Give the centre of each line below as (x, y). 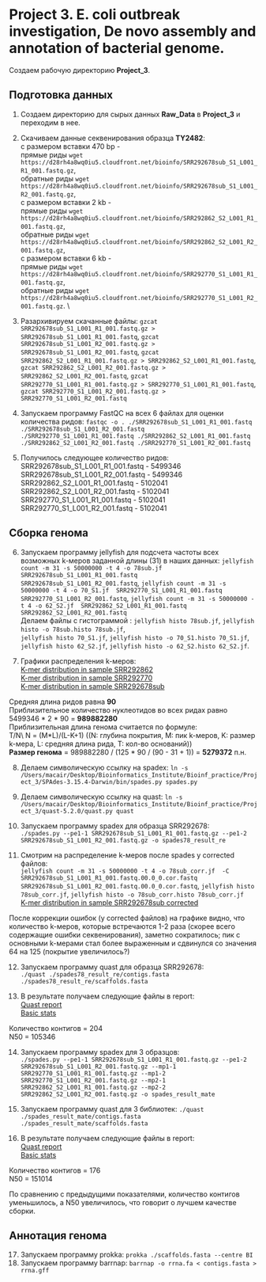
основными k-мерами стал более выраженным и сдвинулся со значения (133, 943)
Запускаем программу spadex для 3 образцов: (100, 1052)
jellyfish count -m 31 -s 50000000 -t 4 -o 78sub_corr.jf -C (125, 871)
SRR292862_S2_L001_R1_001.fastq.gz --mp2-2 (93, 1087)
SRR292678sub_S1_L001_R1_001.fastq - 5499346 (101, 466)
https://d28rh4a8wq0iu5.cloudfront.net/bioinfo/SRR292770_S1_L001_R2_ (139, 298)
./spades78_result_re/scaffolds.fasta (84, 981)
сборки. (22, 1211)
